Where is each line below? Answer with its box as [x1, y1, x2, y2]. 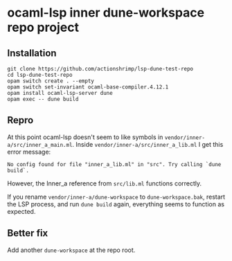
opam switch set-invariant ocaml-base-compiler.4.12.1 [7, 84, 169, 91]
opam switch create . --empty [7, 78, 95, 84]
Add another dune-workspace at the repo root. [7, 246, 136, 254]
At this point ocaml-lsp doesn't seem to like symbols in [7, 133, 163, 141]
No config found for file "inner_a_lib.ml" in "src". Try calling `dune [7, 161, 222, 168]
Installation [7, 47, 57, 59]
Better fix [7, 227, 48, 240]
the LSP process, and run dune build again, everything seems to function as [7, 199, 225, 208]
